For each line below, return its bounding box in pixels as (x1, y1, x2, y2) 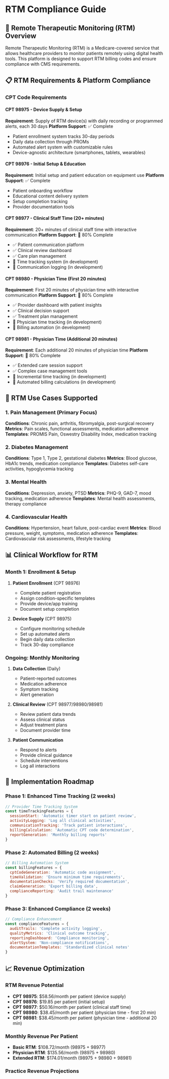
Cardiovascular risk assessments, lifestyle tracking (5, 535, 111, 542)
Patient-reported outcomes (20, 675, 77, 681)
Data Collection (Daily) (12, 665, 61, 671)
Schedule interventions (20, 757, 69, 763)
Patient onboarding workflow (12, 187, 73, 193)
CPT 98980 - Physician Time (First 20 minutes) (5, 275, 106, 281)
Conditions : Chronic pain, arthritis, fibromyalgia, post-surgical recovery (5, 420, 154, 426)
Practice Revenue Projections (5, 1067, 79, 1074)
